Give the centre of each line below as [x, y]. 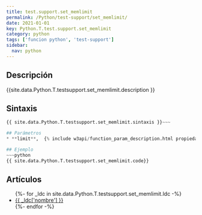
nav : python [27, 51]
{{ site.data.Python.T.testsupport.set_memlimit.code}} [78, 161]
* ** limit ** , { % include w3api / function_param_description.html [90, 139]
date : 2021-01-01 [28, 23]
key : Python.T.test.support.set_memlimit [59, 29]
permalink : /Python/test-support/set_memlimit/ [67, 17]
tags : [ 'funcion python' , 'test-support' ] [60, 40]
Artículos [24, 180]
